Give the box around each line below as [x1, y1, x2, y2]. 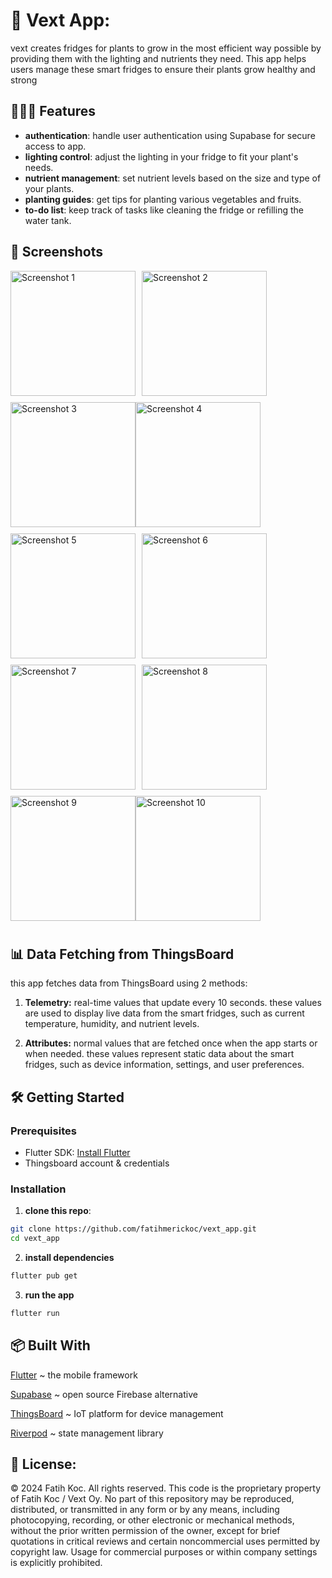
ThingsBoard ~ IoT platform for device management [10, 1407, 224, 1419]
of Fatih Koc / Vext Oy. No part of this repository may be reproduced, [10, 1493, 295, 1505]
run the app [24, 1289, 75, 1301]
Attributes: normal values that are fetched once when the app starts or [24, 1037, 318, 1049]
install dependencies [24, 1252, 115, 1264]
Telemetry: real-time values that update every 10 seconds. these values [24, 997, 322, 1009]
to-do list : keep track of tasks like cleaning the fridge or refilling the [24, 204, 304, 216]
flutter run [10, 1308, 60, 1318]
